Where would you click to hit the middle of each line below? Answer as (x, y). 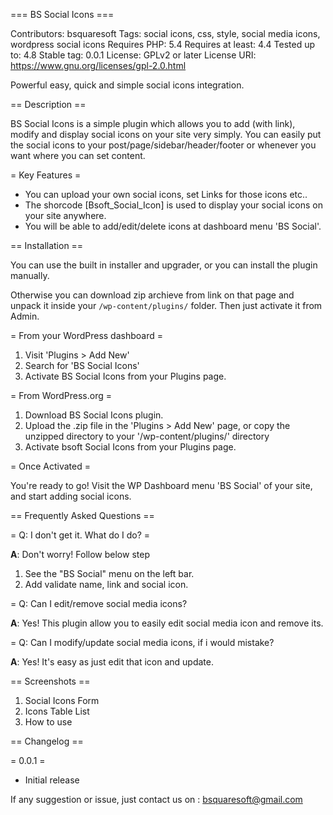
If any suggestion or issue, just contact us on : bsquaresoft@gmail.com (156, 799)
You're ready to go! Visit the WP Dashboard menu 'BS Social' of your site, (161, 485)
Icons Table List (57, 711)
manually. (30, 275)
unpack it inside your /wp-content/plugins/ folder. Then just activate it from (166, 305)
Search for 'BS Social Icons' (82, 365)
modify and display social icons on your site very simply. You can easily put (166, 134)
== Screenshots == (50, 681)
